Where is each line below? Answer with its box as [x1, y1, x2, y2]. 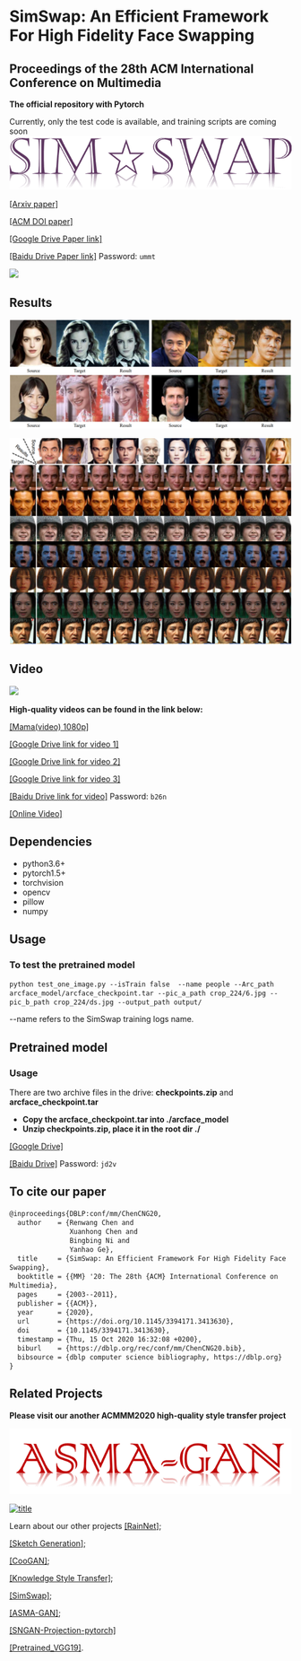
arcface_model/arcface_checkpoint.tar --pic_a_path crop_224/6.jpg [9, 989, 267, 998]
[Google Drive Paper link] [9, 233, 103, 244]
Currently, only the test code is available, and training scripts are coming [9, 117, 277, 127]
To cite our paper [9, 1185, 107, 1200]
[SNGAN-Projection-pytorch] [9, 1624, 116, 1635]
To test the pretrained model [9, 958, 136, 971]
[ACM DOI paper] [9, 215, 73, 226]
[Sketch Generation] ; [9, 1537, 87, 1549]
